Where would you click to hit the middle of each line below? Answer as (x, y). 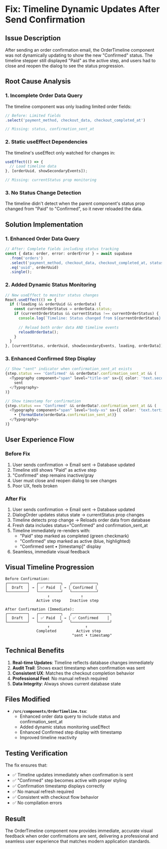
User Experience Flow (40, 440)
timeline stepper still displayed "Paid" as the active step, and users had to (80, 60)
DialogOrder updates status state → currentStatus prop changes (78, 514)
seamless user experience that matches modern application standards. (78, 841)
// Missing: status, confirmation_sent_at (50, 129)
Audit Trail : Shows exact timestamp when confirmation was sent (79, 668)
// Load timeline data (33, 167)
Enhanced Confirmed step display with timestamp (71, 732)
